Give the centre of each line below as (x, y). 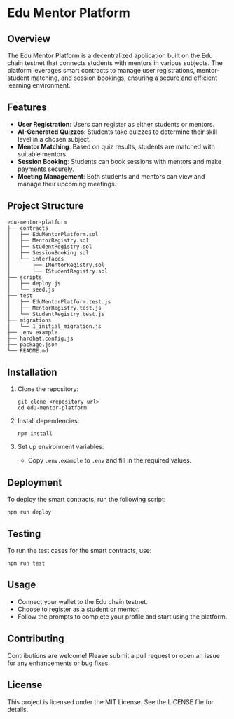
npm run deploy (29, 512)
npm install (35, 434)
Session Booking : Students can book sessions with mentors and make (119, 161)
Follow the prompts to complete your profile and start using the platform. (122, 616)
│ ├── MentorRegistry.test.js (54, 308)
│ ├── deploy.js (34, 283)
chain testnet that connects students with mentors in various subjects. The (115, 63)
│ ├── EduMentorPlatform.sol (53, 234)
